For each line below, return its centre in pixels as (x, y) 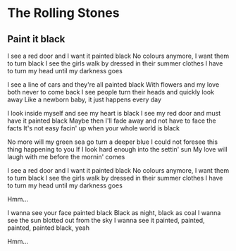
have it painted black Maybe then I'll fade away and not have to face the (112, 121)
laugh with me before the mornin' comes (66, 157)
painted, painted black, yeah (49, 228)
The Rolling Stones (63, 13)
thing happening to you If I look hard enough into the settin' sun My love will (117, 149)
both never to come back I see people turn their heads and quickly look (111, 92)
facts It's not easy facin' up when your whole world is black (94, 128)
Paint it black (36, 39)
